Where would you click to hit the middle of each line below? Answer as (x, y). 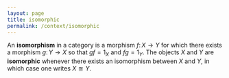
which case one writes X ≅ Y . (49, 69)
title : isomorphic (33, 20)
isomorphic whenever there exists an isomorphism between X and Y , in (108, 61)
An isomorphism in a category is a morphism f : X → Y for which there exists (115, 45)
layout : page (26, 13)
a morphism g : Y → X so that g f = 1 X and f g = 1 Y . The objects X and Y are (111, 53)
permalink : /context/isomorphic (53, 26)
